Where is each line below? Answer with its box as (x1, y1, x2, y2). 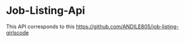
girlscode (6, 29, 29, 36)
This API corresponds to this (6, 23, 75, 30)
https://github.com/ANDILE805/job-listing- (76, 23, 179, 30)
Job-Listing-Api (6, 4, 85, 17)
